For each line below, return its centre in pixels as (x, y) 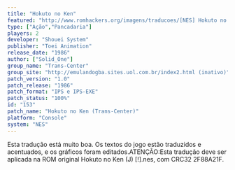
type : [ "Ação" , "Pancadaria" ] (50, 27)
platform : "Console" (37, 118)
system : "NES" (28, 124)
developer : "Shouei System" (48, 40)
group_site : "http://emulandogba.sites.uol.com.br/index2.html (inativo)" (119, 72)
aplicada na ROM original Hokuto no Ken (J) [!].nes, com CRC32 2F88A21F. (116, 159)
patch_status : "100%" (39, 99)
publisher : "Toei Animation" (50, 46)
